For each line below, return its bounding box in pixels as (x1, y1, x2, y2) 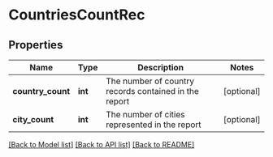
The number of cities (105, 109, 185, 120)
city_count (12, 114, 54, 125)
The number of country (105, 75, 195, 87)
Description (137, 62, 184, 73)
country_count (12, 86, 71, 96)
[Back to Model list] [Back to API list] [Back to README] (8, 140, 195, 149)
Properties (8, 38, 63, 52)
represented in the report (105, 119, 201, 130)
